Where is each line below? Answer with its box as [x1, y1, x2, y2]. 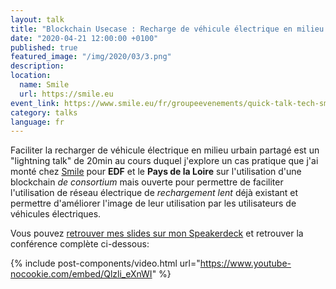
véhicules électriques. [10, 208, 102, 220]
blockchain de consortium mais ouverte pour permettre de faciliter [10, 176, 284, 188]
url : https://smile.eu [19, 89, 114, 99]
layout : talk [10, 14, 65, 25]
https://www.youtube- [199, 257, 292, 270]
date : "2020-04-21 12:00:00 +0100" [10, 33, 159, 43]
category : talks [10, 107, 78, 118]
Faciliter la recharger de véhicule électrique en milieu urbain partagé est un [10, 144, 320, 156]
